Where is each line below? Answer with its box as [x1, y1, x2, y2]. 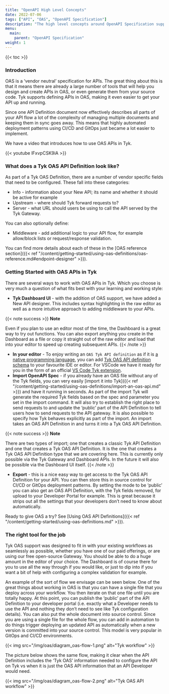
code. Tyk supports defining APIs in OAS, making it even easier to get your [5, 94, 160, 100]
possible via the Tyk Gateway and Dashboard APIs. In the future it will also [5, 456, 159, 462]
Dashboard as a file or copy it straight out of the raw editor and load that [5, 336, 155, 342]
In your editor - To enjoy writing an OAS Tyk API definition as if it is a [12, 351, 158, 357]
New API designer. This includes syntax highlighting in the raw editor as [12, 300, 161, 306]
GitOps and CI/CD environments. [5, 633, 73, 639]
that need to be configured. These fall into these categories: [5, 179, 130, 185]
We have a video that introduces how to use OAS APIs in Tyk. [5, 141, 132, 147]
